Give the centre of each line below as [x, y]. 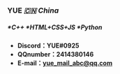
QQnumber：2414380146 [55, 54]
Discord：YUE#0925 [48, 45]
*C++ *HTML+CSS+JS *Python [55, 27]
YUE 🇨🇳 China [33, 10]
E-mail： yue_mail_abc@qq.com [65, 63]
